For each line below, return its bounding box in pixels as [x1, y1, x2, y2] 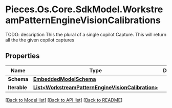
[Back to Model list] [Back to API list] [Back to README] [5, 97, 123, 103]
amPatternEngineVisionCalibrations [5, 14, 161, 26]
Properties [5, 52, 40, 60]
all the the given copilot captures [5, 37, 75, 43]
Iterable [8, 83, 27, 91]
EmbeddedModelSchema [33, 75, 96, 82]
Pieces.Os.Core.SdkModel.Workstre [5, 4, 163, 15]
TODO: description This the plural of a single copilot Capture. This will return [5, 31, 167, 37]
